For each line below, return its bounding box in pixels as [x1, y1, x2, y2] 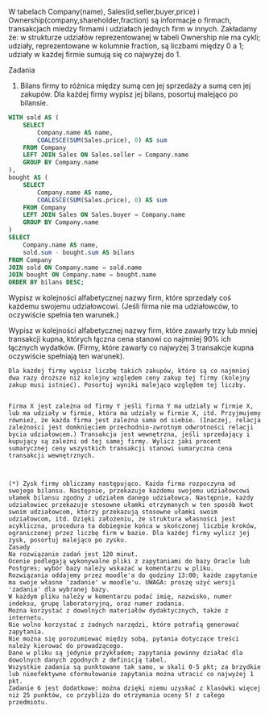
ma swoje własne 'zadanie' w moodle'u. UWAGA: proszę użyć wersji [8, 579, 236, 587]
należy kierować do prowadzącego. [8, 642, 125, 650]
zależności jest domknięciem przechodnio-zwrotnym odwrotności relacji [8, 423, 254, 432]
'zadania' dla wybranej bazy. [8, 586, 110, 594]
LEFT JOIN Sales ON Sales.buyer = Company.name [23, 211, 185, 219]
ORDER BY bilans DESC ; [8, 278, 85, 287]
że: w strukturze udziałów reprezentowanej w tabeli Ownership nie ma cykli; [8, 32, 261, 42]
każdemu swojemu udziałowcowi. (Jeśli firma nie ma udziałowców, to [8, 301, 239, 311]
